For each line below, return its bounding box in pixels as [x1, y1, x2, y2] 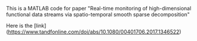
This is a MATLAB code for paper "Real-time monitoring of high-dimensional [6, 5, 192, 12]
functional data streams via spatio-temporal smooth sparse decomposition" [6, 11, 190, 18]
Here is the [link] [6, 23, 47, 29]
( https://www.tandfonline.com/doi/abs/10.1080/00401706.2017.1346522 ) [6, 28, 182, 35]
